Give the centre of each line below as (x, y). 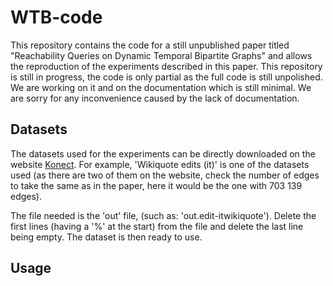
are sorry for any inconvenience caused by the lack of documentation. (155, 98)
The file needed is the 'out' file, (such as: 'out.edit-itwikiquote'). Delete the (163, 215)
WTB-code (56, 17)
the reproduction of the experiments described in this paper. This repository (166, 66)
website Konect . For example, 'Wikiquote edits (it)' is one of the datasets (160, 164)
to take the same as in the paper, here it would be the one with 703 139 (156, 185)
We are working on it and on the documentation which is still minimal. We (161, 87)
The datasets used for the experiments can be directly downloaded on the (163, 153)
